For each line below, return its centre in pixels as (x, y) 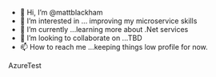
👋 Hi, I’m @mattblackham (61, 12)
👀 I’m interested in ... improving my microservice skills (108, 21)
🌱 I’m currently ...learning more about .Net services (104, 29)
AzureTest (25, 65)
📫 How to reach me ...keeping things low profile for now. (114, 47)
